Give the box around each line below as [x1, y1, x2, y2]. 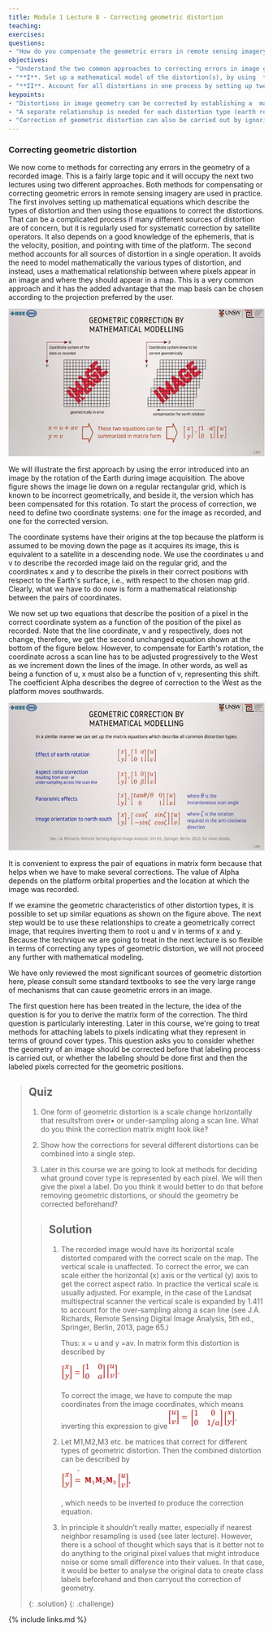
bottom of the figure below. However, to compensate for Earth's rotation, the [8, 644, 264, 653]
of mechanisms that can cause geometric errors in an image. [8, 986, 213, 996]
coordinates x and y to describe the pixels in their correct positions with [8, 567, 249, 577]
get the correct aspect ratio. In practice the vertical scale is [60, 1279, 259, 1289]
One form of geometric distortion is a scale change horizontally [40, 1106, 253, 1116]
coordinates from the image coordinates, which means [60, 1399, 244, 1409]
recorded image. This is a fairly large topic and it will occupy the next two [8, 171, 254, 181]
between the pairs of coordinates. [8, 593, 122, 603]
